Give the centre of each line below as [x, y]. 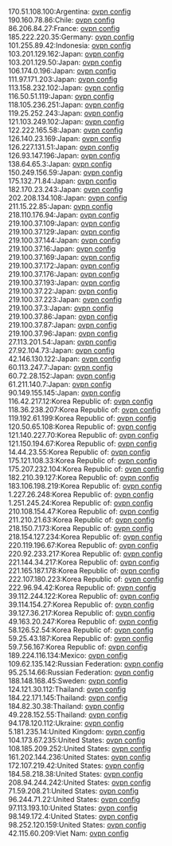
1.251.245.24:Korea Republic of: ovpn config [81, 503]
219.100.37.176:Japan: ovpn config [64, 274]
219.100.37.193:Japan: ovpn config [64, 283]
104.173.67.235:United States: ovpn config [77, 740]
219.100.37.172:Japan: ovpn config [64, 266]
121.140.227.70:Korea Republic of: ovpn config [84, 435]
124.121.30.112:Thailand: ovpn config [67, 689]
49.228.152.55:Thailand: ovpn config [68, 714]
